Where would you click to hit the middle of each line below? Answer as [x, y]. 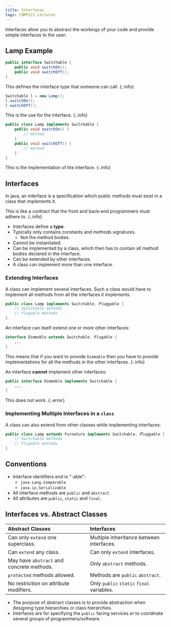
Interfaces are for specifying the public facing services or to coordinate [88, 613]
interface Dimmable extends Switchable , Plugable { [61, 337]
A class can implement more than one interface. [63, 265]
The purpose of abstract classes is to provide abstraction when [79, 602]
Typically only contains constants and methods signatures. [74, 232]
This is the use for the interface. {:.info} [47, 115]
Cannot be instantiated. [37, 243]
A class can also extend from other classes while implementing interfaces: [83, 425]
